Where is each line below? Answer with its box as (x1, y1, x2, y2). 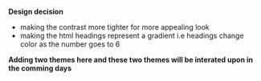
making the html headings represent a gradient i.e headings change (19, 31, 244, 40)
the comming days (8, 63, 72, 73)
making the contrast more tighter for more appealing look (19, 22, 210, 31)
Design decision (8, 7, 64, 16)
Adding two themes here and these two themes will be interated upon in (8, 55, 253, 64)
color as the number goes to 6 (19, 39, 120, 49)
